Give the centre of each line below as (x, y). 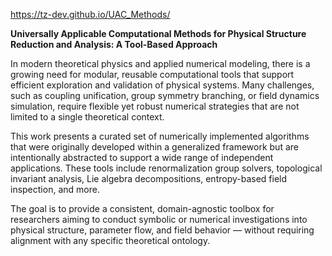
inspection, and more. (55, 189)
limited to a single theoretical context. (87, 117)
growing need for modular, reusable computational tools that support (152, 74)
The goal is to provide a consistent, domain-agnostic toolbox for (142, 208)
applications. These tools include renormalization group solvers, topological (166, 168)
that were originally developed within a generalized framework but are (154, 147)
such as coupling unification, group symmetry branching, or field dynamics (165, 95)
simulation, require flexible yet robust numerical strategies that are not (155, 106)
